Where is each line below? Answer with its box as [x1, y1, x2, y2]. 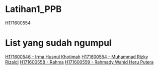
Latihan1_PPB [5, 3, 62, 15]
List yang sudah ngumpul [5, 37, 112, 49]
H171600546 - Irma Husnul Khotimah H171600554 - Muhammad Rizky [5, 54, 148, 60]
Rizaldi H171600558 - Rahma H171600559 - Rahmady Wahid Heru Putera [5, 59, 154, 65]
